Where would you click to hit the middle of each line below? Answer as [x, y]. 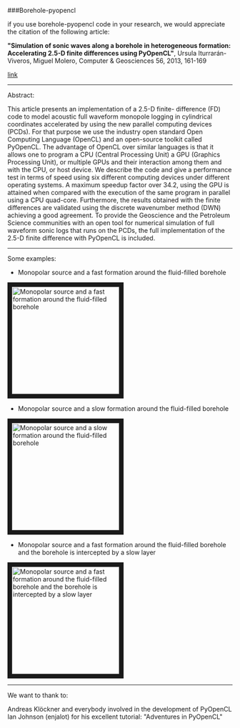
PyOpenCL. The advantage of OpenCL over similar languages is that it [111, 147]
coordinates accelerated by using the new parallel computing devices [110, 124]
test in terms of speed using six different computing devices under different [119, 177]
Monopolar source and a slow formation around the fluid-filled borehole [123, 409]
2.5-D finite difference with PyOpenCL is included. [81, 238]
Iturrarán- [212, 53]
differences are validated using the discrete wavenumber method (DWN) [114, 208]
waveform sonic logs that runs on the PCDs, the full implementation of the [116, 230]
